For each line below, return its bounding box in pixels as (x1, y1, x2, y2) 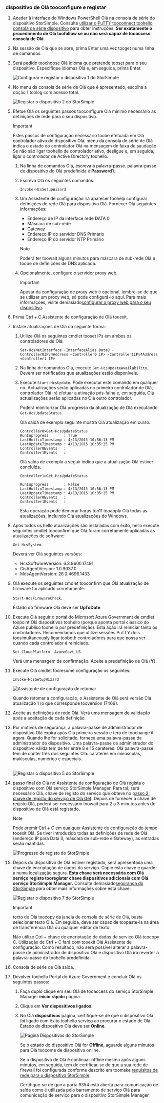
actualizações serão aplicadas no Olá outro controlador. (20, 395, 132, 401)
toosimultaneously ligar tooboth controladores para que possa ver (12, 635, 146, 641)
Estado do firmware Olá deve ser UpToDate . (12, 604, 102, 611)
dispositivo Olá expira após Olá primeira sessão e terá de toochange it (12, 730, 154, 736)
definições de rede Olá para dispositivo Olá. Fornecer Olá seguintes (20, 201, 156, 207)
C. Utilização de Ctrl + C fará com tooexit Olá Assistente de (12, 939, 132, 945)
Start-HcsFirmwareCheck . (12, 595, 62, 601)
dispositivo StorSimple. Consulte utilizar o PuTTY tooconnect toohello (12, 20, 153, 26)
